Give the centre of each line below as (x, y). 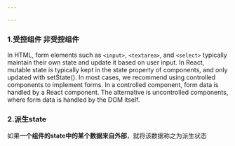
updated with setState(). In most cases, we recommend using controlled (112, 77)
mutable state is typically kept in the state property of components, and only (117, 70)
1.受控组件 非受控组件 (43, 39)
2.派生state (27, 119)
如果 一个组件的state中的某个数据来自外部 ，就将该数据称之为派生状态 (107, 136)
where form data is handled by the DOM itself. (74, 100)
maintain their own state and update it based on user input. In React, (106, 62)
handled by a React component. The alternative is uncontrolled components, (118, 93)
